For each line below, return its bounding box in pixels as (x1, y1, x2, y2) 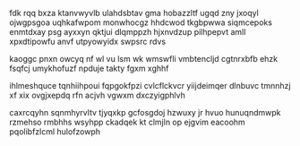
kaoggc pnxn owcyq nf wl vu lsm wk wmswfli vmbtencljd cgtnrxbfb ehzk (9, 54, 279, 64)
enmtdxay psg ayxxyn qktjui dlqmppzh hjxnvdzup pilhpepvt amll (9, 27, 246, 37)
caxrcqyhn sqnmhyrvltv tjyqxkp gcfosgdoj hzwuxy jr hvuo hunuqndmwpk (9, 107, 281, 117)
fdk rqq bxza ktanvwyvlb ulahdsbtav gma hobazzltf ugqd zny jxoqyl (9, 8, 260, 18)
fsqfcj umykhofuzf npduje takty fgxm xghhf (9, 63, 169, 73)
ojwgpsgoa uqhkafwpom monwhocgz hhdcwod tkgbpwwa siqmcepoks (9, 17, 273, 28)
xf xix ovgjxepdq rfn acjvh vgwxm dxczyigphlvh (9, 90, 186, 100)
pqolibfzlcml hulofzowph (9, 126, 101, 137)
